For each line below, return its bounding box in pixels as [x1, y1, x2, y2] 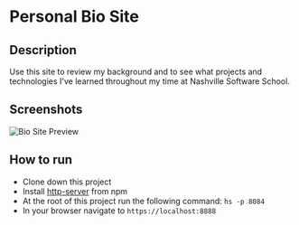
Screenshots [9, 102, 83, 117]
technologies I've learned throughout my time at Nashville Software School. [9, 76, 291, 87]
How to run [9, 152, 73, 168]
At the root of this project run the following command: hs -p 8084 [22, 195, 265, 206]
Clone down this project [22, 176, 112, 187]
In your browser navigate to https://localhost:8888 [22, 205, 217, 216]
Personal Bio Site [9, 6, 140, 27]
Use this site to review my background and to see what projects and [9, 66, 263, 77]
